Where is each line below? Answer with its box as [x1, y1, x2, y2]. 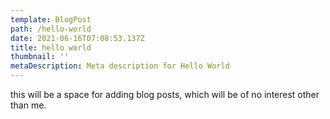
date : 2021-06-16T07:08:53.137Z [10, 33, 145, 43]
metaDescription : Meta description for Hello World [10, 61, 230, 71]
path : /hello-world [10, 24, 92, 34]
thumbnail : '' [10, 52, 70, 62]
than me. [10, 99, 47, 111]
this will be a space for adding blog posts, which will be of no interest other [10, 89, 320, 100]
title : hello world [10, 42, 92, 53]
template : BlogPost [10, 14, 92, 25]
